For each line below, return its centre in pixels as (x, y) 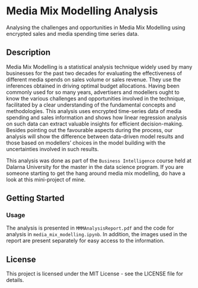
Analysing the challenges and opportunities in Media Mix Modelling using (96, 27)
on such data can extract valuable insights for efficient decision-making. (95, 124)
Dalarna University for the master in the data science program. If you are (95, 167)
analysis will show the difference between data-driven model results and (95, 136)
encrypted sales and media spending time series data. (73, 33)
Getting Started (35, 198)
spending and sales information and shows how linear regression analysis (97, 117)
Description (28, 53)
